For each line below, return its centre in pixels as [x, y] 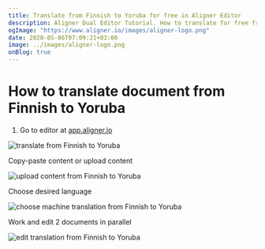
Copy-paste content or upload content [71, 160]
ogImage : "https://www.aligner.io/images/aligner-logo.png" [109, 30]
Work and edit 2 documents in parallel [70, 221]
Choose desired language [50, 191]
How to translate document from [117, 91]
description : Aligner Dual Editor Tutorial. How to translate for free [128, 23]
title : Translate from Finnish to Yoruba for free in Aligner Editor [125, 15]
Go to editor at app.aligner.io [66, 130]
